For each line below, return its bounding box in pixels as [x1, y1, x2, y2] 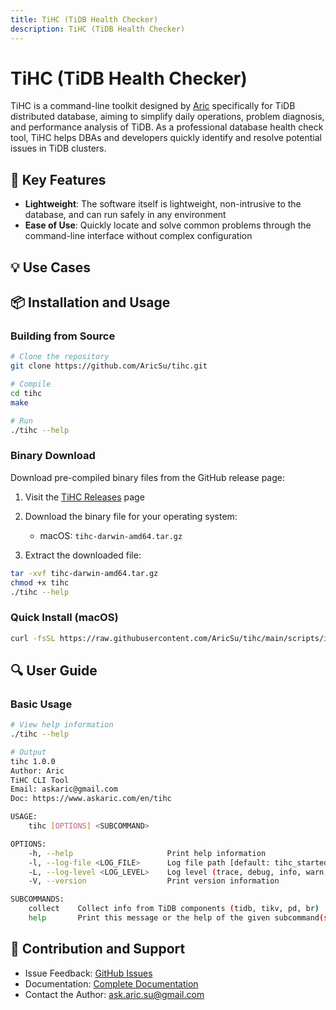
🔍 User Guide [10, 662, 98, 679]
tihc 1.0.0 [10, 756, 56, 766]
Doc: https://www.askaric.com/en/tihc [10, 794, 172, 804]
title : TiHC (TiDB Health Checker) [10, 14, 159, 25]
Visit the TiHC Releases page [24, 491, 145, 503]
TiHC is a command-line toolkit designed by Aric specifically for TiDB [10, 100, 296, 112]
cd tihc [10, 388, 43, 398]
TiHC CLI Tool [10, 775, 70, 785]
